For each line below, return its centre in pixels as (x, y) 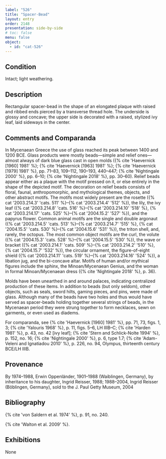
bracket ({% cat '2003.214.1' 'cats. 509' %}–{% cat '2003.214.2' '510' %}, (80, 245)
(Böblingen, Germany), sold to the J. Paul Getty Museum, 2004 (69, 387)
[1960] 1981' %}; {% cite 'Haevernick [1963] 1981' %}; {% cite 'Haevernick (81, 166)
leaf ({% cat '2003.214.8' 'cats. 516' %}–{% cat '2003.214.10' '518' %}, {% (81, 208)
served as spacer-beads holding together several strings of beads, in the (80, 302)
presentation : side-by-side (34, 28)
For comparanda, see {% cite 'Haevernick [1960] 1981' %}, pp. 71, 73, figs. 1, (83, 322)
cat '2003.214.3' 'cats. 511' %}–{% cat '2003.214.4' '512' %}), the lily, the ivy (83, 203)
